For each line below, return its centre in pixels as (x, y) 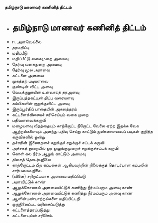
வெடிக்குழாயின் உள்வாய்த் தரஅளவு (45, 92)
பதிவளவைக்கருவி (29, 120)
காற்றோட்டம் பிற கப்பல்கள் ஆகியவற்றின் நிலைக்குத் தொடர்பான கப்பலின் (80, 165)
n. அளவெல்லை (27, 41)
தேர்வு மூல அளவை (31, 70)
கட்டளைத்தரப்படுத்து (31, 210)
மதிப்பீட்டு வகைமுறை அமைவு (40, 58)
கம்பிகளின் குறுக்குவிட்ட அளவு (40, 103)
